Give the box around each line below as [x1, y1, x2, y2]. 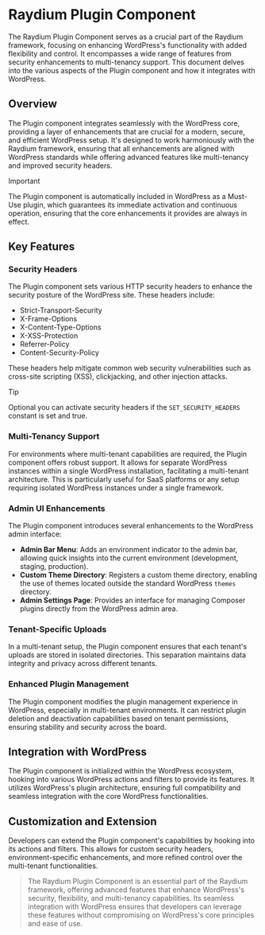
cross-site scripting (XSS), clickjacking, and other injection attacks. [8, 372, 228, 381]
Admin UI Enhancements [8, 503, 106, 514]
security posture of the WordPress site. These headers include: [8, 290, 216, 300]
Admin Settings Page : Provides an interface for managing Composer [19, 595, 246, 606]
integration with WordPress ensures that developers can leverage [27, 902, 242, 912]
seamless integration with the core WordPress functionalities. [8, 792, 209, 801]
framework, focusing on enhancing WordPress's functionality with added [8, 40, 248, 49]
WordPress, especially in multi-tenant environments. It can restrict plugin [8, 705, 247, 715]
